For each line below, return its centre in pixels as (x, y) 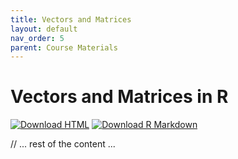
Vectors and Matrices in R (119, 97)
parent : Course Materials (64, 47)
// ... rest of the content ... (63, 144)
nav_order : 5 (37, 38)
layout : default (44, 29)
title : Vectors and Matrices (71, 19)
